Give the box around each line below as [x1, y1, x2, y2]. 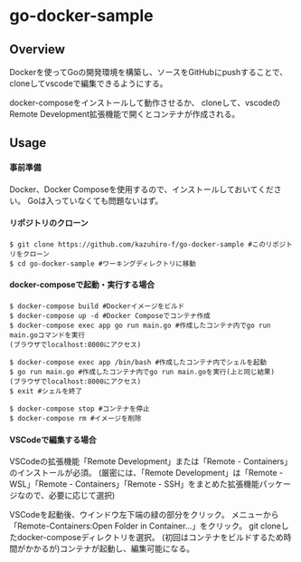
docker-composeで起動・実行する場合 [9, 279, 155, 290]
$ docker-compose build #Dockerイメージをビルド [9, 302, 185, 311]
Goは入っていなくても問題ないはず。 [26, 195, 164, 206]
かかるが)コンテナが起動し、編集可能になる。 [24, 543, 195, 554]
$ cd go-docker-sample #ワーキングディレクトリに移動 [9, 259, 196, 268]
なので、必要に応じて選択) [16, 490, 116, 501]
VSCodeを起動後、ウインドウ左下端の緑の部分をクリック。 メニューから [9, 509, 279, 520]
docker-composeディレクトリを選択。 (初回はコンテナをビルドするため [16, 532, 284, 543]
